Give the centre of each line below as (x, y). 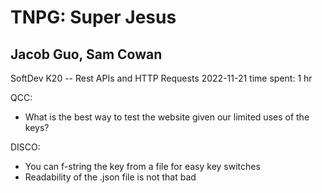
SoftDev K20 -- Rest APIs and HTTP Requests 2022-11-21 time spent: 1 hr (161, 78)
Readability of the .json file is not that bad (110, 177)
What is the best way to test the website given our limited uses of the (167, 117)
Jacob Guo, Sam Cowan (86, 54)
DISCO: (25, 147)
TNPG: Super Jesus (93, 17)
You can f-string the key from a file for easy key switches (142, 166)
